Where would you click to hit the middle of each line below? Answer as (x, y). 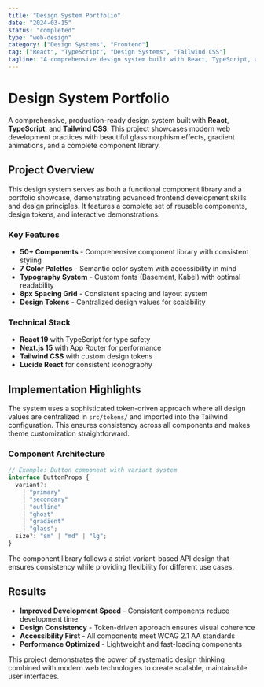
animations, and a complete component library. (84, 145)
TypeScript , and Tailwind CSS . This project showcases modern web (119, 128)
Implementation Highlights (75, 390)
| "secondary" (45, 499)
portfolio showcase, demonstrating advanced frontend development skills (127, 197)
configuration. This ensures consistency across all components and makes (129, 425)
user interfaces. (34, 676)
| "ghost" (38, 514)
